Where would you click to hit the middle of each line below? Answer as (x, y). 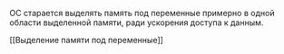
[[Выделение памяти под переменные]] (86, 40)
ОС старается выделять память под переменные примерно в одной (142, 13)
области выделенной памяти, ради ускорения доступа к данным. (137, 22)
